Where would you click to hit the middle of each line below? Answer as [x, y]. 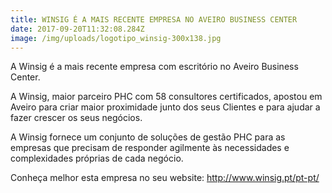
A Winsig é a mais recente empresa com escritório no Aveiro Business [154, 67]
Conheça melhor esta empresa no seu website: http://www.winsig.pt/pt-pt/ [165, 178]
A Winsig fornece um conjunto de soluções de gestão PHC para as [148, 137]
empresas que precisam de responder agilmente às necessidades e [150, 148]
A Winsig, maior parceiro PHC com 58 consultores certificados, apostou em [166, 97]
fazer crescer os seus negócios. [76, 118]
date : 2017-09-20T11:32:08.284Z [77, 29]
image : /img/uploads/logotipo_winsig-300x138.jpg [116, 38]
